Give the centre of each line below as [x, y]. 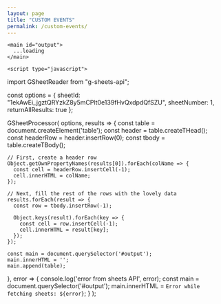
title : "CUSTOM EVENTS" [41, 20]
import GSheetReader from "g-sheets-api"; [68, 82]
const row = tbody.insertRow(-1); [63, 206]
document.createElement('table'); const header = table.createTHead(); [107, 131]
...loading [29, 51]
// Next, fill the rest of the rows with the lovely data [92, 194]
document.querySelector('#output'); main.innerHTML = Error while [104, 286]
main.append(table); [37, 266]
